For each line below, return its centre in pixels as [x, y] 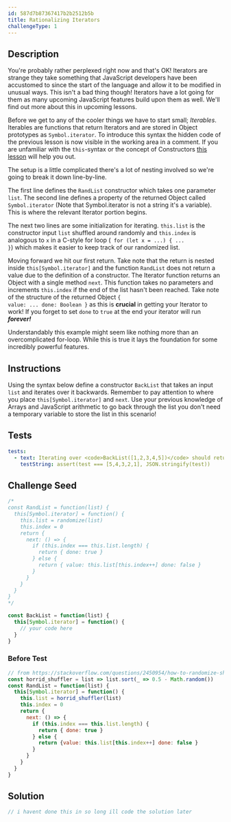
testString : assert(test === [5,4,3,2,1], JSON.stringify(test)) [115, 464]
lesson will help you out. [42, 157]
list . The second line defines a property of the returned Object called [107, 198]
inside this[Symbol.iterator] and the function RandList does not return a [111, 268]
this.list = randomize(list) [62, 520]
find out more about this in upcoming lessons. [73, 107]
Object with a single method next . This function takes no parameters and [111, 282]
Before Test [27, 659]
